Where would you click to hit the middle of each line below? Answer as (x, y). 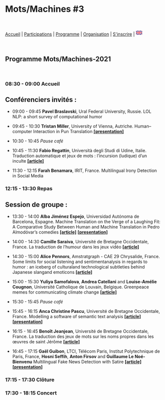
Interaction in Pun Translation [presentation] (79, 132)
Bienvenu (22, 362)
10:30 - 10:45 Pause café (38, 141)
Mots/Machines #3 (45, 9)
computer (22, 132)
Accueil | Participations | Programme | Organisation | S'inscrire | (70, 34)
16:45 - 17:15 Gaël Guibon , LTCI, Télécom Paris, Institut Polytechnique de (86, 351)
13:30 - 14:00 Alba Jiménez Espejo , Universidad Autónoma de (76, 217)
